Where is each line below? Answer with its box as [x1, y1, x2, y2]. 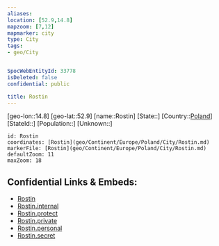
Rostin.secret [17, 231, 56, 240]
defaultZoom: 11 [7, 151, 54, 158]
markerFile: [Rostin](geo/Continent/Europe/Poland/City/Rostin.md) [7, 145, 207, 152]
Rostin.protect [17, 209, 58, 218]
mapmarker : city [7, 29, 54, 37]
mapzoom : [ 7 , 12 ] [7, 23, 54, 30]
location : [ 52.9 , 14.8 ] [7, 17, 73, 24]
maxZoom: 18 [7, 157, 42, 164]
